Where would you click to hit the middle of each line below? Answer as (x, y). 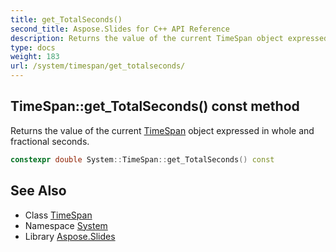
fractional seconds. (50, 141)
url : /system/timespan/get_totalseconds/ (98, 66)
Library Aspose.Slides (70, 236)
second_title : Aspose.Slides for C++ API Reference (120, 29)
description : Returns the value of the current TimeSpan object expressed (169, 38)
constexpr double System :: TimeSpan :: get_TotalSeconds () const (142, 159)
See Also (38, 191)
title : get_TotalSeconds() (66, 19)
